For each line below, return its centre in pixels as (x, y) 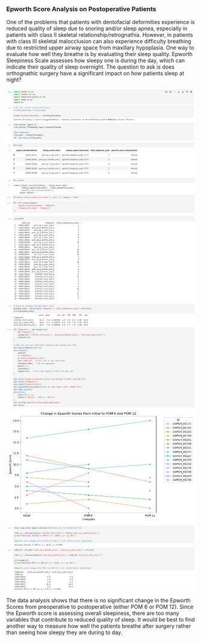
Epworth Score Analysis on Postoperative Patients (81, 9)
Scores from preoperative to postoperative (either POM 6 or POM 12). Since (100, 607)
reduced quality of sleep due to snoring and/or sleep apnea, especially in (97, 28)
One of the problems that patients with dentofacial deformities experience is (100, 22)
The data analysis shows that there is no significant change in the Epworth (98, 600)
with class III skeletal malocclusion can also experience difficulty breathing (99, 42)
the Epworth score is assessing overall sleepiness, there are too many (93, 613)
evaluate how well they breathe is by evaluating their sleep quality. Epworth (99, 54)
